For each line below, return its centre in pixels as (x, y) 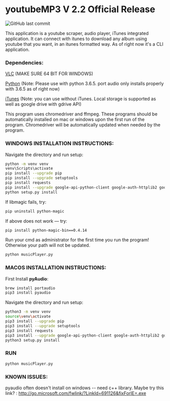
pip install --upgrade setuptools (42, 178)
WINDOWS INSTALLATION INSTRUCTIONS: (59, 143)
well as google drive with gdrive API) (44, 104)
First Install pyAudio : (27, 279)
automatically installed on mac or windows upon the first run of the (75, 119)
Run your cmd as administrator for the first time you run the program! (77, 240)
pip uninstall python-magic (35, 211)
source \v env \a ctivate (28, 317)
